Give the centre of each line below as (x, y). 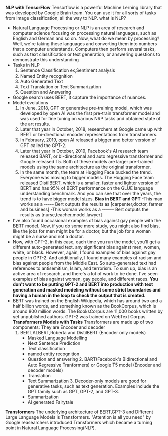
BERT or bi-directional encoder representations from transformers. (89, 135)
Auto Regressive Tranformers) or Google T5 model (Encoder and (94, 365)
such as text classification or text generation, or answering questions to (86, 54)
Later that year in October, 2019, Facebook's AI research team (84, 151)
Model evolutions (30, 102)
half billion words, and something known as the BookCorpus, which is (84, 306)
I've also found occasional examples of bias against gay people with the (87, 220)
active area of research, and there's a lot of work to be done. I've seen (85, 274)
